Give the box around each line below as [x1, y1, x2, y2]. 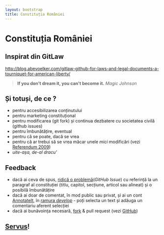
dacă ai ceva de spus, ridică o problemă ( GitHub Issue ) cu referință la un [12, 176, 158, 182]
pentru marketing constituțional [12, 113, 76, 118]
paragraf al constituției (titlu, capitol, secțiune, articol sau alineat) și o [12, 182, 152, 188]
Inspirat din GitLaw [5, 53, 64, 61]
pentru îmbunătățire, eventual [12, 128, 72, 134]
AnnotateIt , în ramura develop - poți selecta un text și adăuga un [12, 198, 142, 204]
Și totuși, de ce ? [5, 94, 56, 103]
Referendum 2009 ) [12, 144, 51, 150]
